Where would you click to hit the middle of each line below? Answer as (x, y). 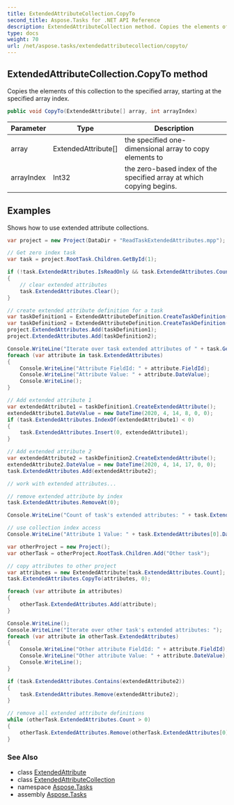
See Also (23, 757)
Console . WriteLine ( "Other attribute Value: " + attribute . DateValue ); (124, 656)
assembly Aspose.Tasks (52, 794)
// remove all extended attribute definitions (76, 713)
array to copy (188, 148)
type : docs (23, 33)
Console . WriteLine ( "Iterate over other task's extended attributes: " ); (115, 630)
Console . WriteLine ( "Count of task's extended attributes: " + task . (109, 515)
